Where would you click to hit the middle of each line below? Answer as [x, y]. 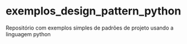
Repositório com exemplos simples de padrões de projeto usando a [90, 28]
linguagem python [28, 34]
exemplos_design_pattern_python [93, 11]
